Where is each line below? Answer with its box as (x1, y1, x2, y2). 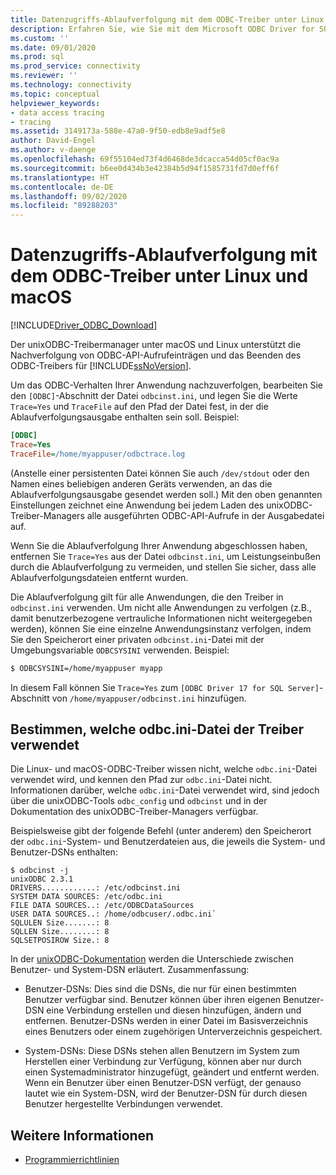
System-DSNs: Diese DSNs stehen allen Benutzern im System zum (24, 1045, 300, 1057)
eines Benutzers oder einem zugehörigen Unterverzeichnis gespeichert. (24, 1026, 323, 1038)
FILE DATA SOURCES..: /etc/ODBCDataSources (10, 901, 195, 911)
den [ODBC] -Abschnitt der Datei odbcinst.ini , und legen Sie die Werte (10, 390, 298, 402)
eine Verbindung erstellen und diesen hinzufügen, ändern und (46, 1004, 302, 1016)
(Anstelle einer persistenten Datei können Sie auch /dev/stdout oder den (10, 467, 310, 479)
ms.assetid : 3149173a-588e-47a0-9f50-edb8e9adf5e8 (10, 126, 226, 136)
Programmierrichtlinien (24, 1154, 120, 1166)
